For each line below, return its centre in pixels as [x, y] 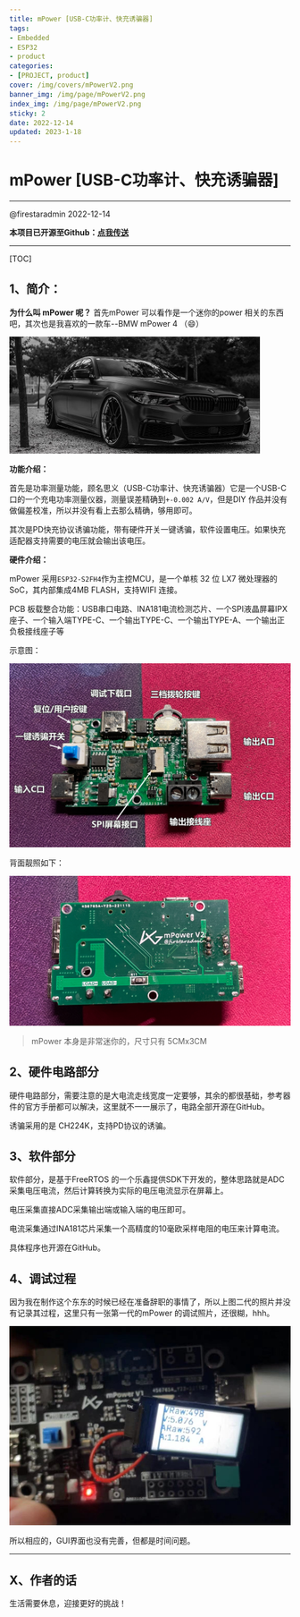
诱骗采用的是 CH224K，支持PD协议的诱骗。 [90, 1125]
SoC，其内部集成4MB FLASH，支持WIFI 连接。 [96, 590]
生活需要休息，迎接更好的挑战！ [68, 1604]
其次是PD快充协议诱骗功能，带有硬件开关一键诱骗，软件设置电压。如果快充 [148, 529]
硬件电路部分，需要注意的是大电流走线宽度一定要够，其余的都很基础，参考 [146, 1095]
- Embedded [29, 38]
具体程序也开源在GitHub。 [57, 1247]
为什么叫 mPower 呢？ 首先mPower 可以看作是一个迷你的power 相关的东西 [146, 312]
